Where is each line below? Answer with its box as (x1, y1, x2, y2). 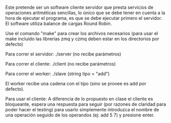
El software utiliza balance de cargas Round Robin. (5, 20, 112, 26)
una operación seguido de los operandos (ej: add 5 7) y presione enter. (5, 112, 155, 118)
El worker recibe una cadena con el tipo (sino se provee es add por (5, 81, 146, 86)
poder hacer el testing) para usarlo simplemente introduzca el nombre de (5, 107, 159, 112)
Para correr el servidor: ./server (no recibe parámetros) (5, 51, 121, 57)
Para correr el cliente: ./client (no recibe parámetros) (5, 61, 116, 67)
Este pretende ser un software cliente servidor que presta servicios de (5, 5, 154, 10)
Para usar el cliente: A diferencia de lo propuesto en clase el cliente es (5, 96, 153, 102)
